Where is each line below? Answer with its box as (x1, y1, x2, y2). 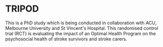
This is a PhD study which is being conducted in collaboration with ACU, (5, 20, 157, 26)
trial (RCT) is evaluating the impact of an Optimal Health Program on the (5, 30, 156, 36)
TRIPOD (5, 3, 39, 15)
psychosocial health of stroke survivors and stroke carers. (5, 36, 127, 42)
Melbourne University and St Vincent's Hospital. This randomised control (5, 25, 159, 31)
